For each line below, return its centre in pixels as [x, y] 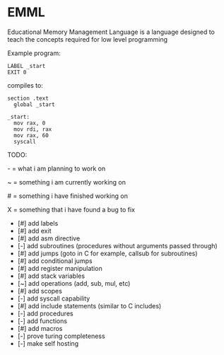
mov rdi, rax [33, 129]
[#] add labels [38, 223]
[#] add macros [40, 328]
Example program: [34, 53]
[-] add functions [42, 321]
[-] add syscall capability [54, 298]
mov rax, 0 [30, 123]
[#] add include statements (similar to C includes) [89, 305]
